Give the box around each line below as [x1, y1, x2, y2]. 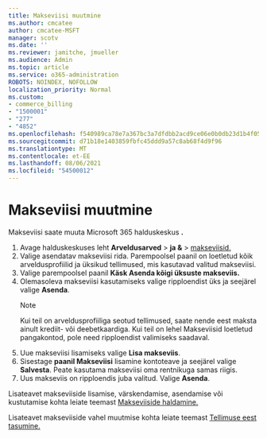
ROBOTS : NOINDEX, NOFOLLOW [8, 78, 98, 86]
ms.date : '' [8, 41, 48, 49]
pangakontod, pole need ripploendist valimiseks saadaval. [19, 332, 211, 342]
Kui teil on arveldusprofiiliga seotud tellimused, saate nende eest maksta [19, 316, 257, 325]
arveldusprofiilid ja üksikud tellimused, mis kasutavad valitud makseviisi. [19, 259, 257, 269]
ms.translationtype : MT [8, 145, 87, 153]
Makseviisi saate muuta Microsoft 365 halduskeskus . [8, 227, 184, 237]
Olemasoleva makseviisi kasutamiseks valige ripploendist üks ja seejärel [19, 276, 257, 286]
